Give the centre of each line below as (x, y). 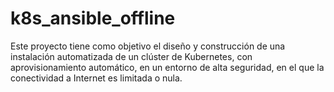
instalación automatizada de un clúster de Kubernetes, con (131, 56)
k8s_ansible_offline (93, 18)
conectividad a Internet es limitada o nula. (96, 78)
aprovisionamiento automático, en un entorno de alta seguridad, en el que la (167, 67)
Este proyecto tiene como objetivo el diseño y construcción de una (148, 46)
